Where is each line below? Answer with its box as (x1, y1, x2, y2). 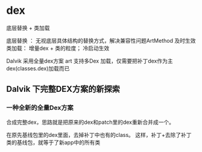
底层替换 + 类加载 (6, 24, 50, 31)
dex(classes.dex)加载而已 (6, 64, 70, 72)
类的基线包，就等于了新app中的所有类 (6, 139, 101, 146)
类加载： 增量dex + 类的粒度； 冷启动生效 (6, 44, 110, 52)
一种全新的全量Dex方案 (6, 103, 74, 112)
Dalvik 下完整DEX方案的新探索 (6, 84, 121, 94)
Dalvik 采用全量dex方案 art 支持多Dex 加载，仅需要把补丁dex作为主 (6, 57, 173, 64)
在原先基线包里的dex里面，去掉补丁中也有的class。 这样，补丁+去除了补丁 (6, 131, 192, 138)
